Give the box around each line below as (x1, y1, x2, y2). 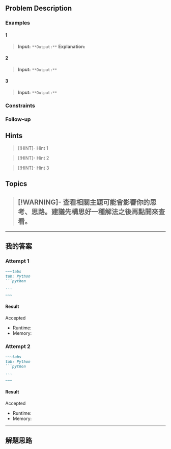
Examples (5, 19, 31, 27)
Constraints (5, 102, 36, 109)
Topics (5, 179, 27, 188)
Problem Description (5, 4, 72, 13)
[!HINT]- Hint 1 (17, 145, 48, 151)
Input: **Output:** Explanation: (17, 43, 85, 49)
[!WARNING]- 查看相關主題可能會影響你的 (17, 198, 150, 207)
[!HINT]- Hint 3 (17, 165, 49, 171)
